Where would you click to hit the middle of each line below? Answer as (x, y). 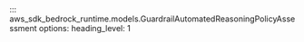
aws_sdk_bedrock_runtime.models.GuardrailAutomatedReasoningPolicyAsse (152, 19)
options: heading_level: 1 (85, 28)
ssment (24, 28)
